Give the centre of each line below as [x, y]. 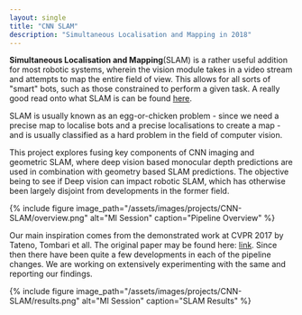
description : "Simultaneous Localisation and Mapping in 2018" [131, 34]
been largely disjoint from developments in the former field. [119, 191]
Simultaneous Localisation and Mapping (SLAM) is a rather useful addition [149, 60]
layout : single [38, 18]
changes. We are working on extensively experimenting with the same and [148, 264]
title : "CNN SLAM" [44, 26]
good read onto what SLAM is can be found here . [101, 98]
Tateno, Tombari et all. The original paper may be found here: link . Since [143, 246]
